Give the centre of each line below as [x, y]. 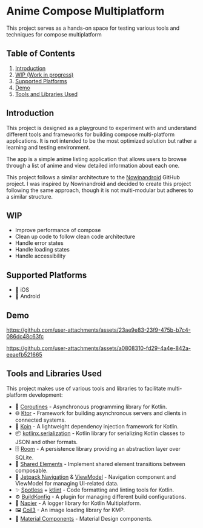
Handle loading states [42, 250]
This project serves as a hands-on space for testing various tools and [93, 28]
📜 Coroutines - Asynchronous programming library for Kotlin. [91, 406]
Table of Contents [41, 54]
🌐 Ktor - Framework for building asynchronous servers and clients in [101, 413]
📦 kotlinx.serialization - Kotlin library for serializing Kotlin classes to [100, 433]
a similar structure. [30, 196]
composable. [31, 470]
